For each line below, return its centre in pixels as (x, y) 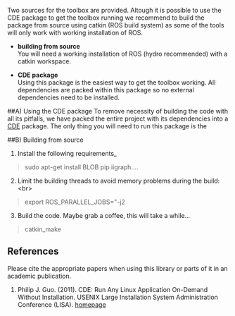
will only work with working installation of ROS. (75, 32)
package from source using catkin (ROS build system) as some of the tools (116, 25)
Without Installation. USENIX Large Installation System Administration (118, 297)
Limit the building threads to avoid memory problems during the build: (119, 181)
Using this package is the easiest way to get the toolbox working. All (116, 83)
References (33, 251)
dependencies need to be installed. (69, 97)
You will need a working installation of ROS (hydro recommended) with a (122, 54)
